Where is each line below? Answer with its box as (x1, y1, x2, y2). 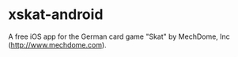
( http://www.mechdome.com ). (8, 40, 107, 49)
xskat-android (8, 6, 104, 24)
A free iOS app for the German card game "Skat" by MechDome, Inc (8, 32, 231, 41)
